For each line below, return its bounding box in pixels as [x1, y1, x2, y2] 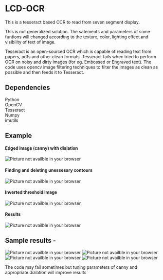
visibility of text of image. [5, 39, 56, 45]
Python [5, 96, 19, 102]
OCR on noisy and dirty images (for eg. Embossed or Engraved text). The [5, 59, 152, 65]
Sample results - [5, 236, 56, 245]
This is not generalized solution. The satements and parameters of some [5, 28, 150, 34]
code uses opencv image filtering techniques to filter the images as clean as [5, 64, 158, 70]
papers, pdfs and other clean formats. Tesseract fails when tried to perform [5, 53, 157, 59]
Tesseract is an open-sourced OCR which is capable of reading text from [5, 48, 152, 54]
